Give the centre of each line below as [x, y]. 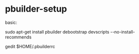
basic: [11, 22]
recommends [18, 37]
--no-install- [122, 32]
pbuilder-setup [36, 9]
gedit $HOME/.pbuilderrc [30, 46]
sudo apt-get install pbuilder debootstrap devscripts [57, 32]
